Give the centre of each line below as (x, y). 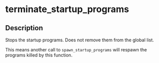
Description (24, 28)
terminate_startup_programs (67, 9)
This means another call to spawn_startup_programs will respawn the (76, 50)
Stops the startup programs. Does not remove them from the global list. (80, 40)
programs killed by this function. (39, 55)
